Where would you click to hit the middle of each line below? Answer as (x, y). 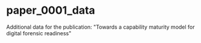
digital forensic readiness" (39, 33)
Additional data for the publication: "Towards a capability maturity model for (101, 27)
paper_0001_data (51, 10)
